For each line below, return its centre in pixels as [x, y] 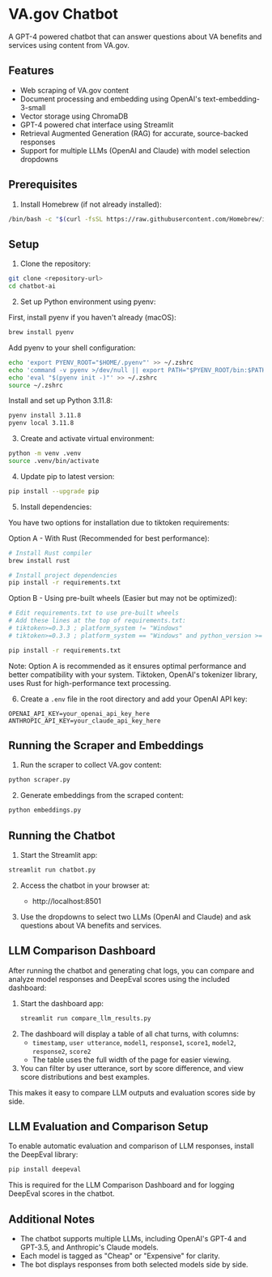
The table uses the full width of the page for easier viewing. [132, 1060]
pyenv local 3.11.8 [41, 423]
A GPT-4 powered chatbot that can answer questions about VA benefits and [135, 36]
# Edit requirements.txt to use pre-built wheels [94, 613]
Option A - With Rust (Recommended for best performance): [109, 538]
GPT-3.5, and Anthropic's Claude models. [89, 1247]
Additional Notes [52, 1219]
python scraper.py [39, 780]
